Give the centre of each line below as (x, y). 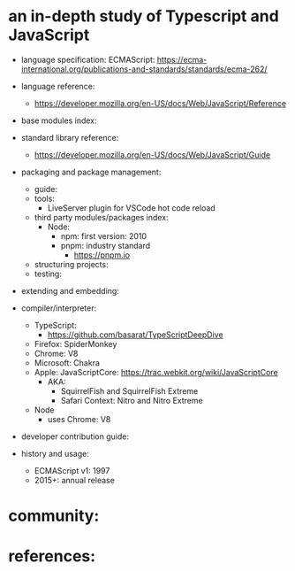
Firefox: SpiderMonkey (76, 343)
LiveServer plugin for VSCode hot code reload (131, 208)
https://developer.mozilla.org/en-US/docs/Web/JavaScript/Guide (152, 154)
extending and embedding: (70, 290)
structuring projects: (71, 264)
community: (54, 516)
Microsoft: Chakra (67, 363)
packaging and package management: (91, 172)
